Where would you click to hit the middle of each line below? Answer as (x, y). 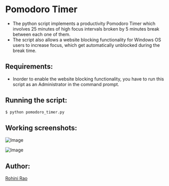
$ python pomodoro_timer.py (35, 112)
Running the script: (36, 100)
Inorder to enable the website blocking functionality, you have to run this (88, 79)
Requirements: (29, 67)
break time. (24, 50)
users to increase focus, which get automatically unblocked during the (86, 45)
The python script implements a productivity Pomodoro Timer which (84, 23)
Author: (18, 166)
